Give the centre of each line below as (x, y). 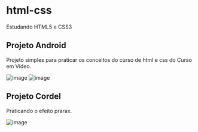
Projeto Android (36, 45)
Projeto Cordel (33, 97)
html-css (29, 10)
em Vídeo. (19, 66)
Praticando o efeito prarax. (39, 111)
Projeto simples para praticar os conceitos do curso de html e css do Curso (99, 59)
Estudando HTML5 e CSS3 (39, 27)
